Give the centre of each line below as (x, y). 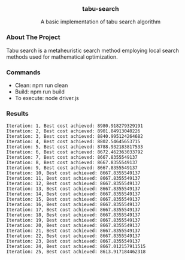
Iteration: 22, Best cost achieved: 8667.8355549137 (73, 236)
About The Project (34, 37)
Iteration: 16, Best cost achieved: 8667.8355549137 (73, 205)
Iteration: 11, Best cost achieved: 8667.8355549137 (73, 179)
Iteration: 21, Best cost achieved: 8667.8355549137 (73, 231)
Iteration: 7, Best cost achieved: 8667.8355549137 (72, 158)
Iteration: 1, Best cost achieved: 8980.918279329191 (75, 126)
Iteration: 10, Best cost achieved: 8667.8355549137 (73, 173)
